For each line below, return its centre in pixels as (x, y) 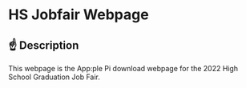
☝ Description (44, 45)
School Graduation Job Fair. (54, 77)
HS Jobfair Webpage (79, 15)
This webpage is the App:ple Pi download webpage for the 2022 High (123, 68)
